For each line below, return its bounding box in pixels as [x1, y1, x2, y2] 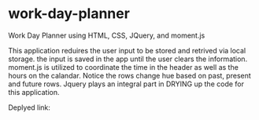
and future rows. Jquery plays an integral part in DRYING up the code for [8, 79, 244, 89]
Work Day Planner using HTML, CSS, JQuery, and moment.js [8, 31, 205, 40]
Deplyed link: [8, 103, 51, 112]
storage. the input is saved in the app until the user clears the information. [8, 54, 248, 64]
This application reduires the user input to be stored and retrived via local [8, 45, 246, 55]
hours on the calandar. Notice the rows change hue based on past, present [8, 71, 252, 80]
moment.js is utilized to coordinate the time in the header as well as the [8, 62, 239, 71]
